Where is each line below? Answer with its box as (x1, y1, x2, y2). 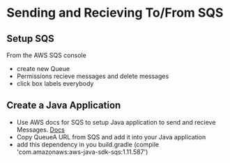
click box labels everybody (16, 79, 94, 88)
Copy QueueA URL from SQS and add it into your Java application (16, 132, 206, 141)
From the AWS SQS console (6, 51, 86, 59)
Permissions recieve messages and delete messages (16, 72, 169, 80)
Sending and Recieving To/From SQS (6, 5, 224, 21)
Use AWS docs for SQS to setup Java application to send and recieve (16, 118, 216, 126)
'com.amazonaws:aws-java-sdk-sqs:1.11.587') (16, 148, 148, 156)
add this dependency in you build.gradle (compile (16, 140, 160, 148)
